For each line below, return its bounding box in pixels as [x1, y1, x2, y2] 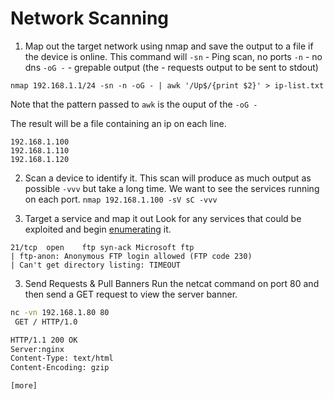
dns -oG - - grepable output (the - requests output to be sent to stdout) [24, 61, 319, 73]
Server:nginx [10, 344, 65, 354]
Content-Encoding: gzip [10, 363, 110, 373]
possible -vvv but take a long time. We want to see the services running [24, 182, 320, 194]
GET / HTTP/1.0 [14, 317, 78, 327]
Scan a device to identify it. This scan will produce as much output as [24, 172, 312, 184]
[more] [10, 381, 38, 391]
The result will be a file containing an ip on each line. [10, 117, 227, 129]
